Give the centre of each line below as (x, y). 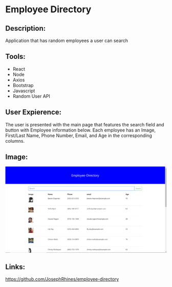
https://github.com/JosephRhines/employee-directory (62, 279)
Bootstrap (23, 85)
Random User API (31, 96)
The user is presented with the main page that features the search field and (85, 124)
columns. (15, 141)
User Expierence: (34, 112)
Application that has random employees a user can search (67, 40)
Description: (26, 28)
